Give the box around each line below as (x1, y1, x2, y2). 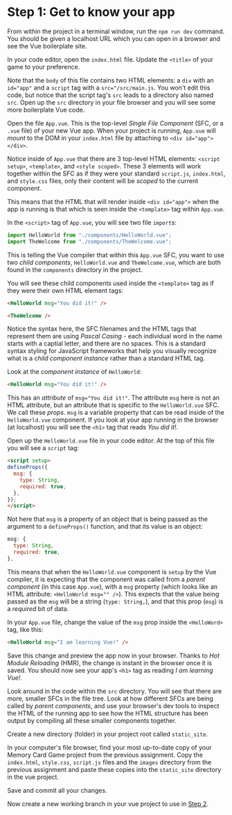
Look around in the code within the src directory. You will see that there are (7, 687, 222, 695)
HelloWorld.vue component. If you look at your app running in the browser (7, 415, 219, 424)
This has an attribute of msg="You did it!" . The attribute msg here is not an (7, 393, 220, 402)
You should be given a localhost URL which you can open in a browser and (7, 34, 220, 42)
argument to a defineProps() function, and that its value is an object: (7, 522, 203, 531)
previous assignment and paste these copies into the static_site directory (7, 765, 222, 773)
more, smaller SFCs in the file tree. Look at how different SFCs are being (7, 694, 213, 703)
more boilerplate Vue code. (7, 105, 85, 114)
